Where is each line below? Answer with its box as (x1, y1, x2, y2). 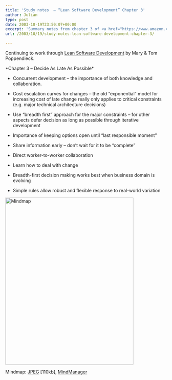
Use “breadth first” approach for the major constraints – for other (12, 111, 150, 117)
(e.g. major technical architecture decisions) (12, 102, 106, 108)
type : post (5, 17, 29, 22)
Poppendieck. (5, 55, 35, 62)
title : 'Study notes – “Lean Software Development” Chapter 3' (5, 7, 145, 13)
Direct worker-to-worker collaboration (12, 152, 93, 158)
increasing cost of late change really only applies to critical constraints (12, 96, 162, 102)
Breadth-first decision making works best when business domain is (12, 172, 155, 178)
